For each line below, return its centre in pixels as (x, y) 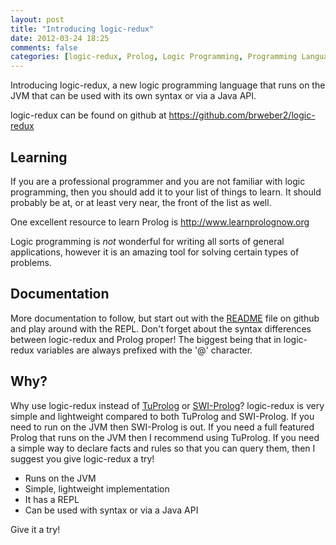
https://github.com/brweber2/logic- (242, 115)
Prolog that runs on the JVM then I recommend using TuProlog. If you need (165, 437)
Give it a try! (35, 529)
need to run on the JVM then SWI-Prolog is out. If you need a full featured (162, 427)
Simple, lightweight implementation (97, 488)
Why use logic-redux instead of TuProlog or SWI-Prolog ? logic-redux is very (167, 405)
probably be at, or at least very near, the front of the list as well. (141, 202)
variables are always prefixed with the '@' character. (144, 350)
